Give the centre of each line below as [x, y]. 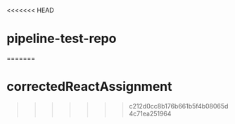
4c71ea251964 [150, 113]
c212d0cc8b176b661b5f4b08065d [179, 106]
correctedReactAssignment [90, 87]
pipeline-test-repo [62, 39]
